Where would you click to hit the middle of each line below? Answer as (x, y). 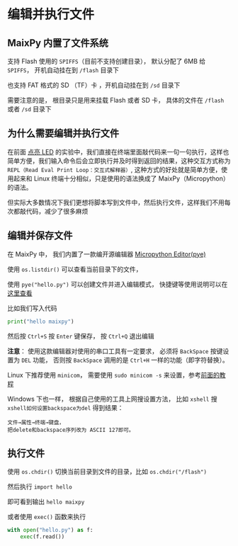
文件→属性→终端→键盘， (36, 422)
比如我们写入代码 (32, 308)
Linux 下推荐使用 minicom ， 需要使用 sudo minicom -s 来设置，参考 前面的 (113, 375)
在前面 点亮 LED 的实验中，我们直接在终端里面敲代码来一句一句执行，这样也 (118, 152)
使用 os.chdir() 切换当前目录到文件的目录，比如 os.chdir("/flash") (107, 472)
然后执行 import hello (40, 487)
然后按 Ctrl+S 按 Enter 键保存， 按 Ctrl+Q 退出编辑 (81, 336)
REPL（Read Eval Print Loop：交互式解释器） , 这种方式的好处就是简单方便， (114, 169)
